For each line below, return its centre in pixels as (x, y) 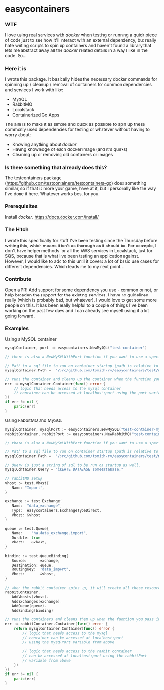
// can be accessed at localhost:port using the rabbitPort (85, 656)
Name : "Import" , (28, 488)
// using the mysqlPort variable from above (69, 642)
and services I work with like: (34, 90)
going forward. (20, 316)
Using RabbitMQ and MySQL (34, 420)
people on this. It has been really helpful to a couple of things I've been (76, 305)
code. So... (16, 56)
